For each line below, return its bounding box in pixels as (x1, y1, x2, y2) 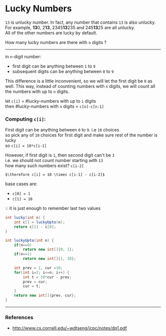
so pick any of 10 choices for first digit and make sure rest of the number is (5, 132, 158, 138)
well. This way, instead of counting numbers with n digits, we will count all (5, 83, 156, 89)
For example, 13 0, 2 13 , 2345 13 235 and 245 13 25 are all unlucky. (5, 24, 135, 30)
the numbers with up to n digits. (5, 88, 70, 94)
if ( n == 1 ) (14, 252, 32, 257)
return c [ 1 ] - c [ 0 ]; (14, 224, 56, 229)
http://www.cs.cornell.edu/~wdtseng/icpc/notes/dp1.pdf (12, 325, 127, 331)
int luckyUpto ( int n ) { (5, 238, 54, 243)
